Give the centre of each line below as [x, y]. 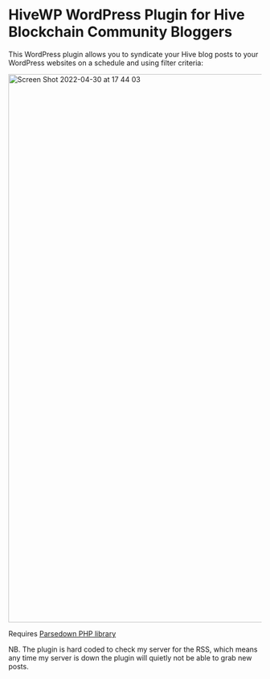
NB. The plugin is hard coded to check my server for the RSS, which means [133, 649]
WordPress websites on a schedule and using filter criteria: [106, 63]
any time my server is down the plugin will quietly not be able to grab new [130, 657]
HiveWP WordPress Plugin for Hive [127, 15]
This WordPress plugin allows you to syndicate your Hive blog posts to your [133, 54]
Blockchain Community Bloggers [121, 32]
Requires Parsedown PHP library [62, 633]
